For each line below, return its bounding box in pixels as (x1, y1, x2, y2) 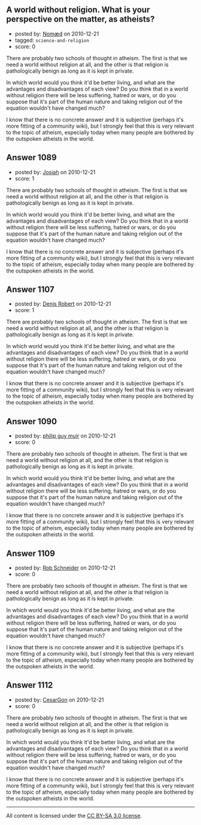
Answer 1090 (6, 416, 57, 427)
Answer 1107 (6, 284, 55, 295)
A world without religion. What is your (6, 5, 150, 15)
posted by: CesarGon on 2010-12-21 (14, 696, 104, 703)
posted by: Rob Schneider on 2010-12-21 (14, 564, 115, 572)
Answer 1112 (6, 680, 53, 691)
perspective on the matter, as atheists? (6, 14, 155, 25)
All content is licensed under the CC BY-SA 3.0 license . (6, 812, 142, 819)
